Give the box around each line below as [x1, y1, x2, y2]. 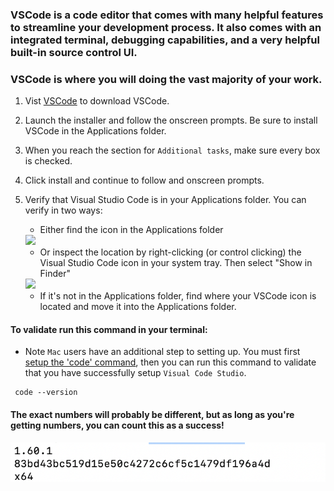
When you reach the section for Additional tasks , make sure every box [24, 144, 321, 157]
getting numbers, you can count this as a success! [10, 419, 225, 432]
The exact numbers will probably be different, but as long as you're [10, 409, 295, 421]
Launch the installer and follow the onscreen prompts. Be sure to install [24, 114, 318, 127]
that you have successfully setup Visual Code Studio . [24, 367, 247, 379]
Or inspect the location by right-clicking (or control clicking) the [39, 246, 302, 258]
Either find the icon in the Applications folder [39, 224, 224, 236]
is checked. [24, 155, 73, 167]
